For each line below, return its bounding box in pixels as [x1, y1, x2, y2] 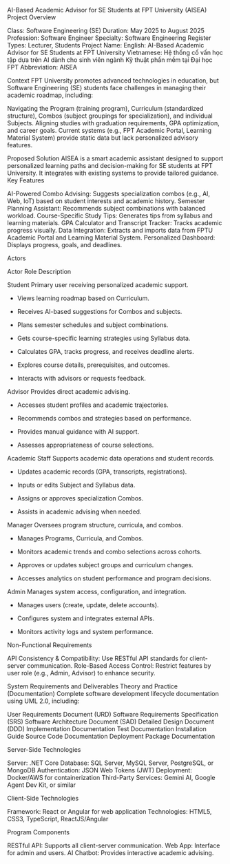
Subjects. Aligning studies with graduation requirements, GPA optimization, [7, 119, 220, 127]
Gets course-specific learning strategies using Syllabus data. [17, 334, 191, 342]
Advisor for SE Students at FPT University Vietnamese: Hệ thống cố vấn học [7, 48, 224, 56]
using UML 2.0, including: [7, 697, 80, 705]
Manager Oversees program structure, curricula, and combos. [7, 521, 184, 529]
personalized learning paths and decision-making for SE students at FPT [7, 162, 213, 169]
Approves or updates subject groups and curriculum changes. [17, 561, 194, 569]
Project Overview [7, 13, 56, 21]
